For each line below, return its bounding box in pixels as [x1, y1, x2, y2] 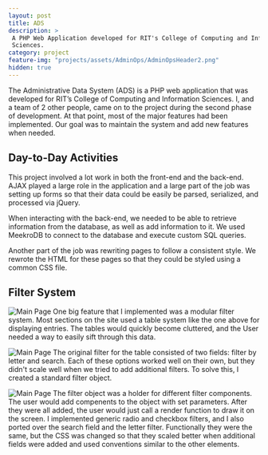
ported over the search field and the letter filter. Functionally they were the [8, 422, 253, 432]
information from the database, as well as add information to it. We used [8, 221, 246, 231]
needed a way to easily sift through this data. [8, 332, 156, 342]
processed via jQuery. [8, 197, 81, 208]
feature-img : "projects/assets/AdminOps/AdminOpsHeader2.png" [8, 57, 219, 65]
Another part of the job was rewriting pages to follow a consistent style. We [8, 245, 257, 255]
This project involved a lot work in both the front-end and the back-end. [8, 172, 244, 182]
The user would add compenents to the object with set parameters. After [8, 397, 248, 407]
